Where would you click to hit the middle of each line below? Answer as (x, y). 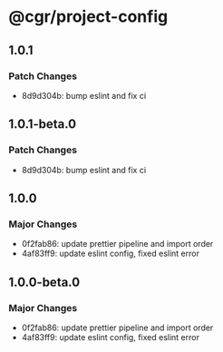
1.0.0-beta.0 (44, 282)
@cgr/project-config (88, 17)
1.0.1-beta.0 (43, 124)
